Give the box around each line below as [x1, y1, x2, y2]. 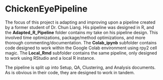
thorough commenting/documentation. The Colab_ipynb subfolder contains [5, 40, 157, 45]
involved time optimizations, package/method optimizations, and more [5, 35, 146, 40]
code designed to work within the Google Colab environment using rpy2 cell [5, 45, 157, 51]
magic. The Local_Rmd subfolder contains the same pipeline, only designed [5, 50, 157, 56]
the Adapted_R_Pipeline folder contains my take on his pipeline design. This [5, 29, 158, 35]
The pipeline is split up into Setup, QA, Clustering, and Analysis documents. [5, 64, 156, 70]
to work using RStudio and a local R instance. [5, 55, 96, 61]
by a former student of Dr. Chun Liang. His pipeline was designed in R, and [5, 24, 154, 30]
